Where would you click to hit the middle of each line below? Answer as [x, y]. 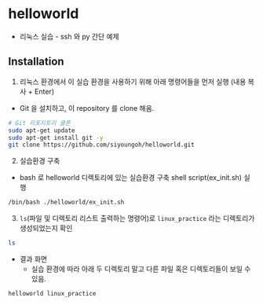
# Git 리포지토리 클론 [39, 123]
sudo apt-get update [42, 130]
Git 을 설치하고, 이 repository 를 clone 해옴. [87, 108]
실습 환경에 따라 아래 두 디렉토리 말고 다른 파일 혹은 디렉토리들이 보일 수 [141, 269]
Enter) [44, 91]
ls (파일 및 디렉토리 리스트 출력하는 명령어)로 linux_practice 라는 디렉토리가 [137, 219]
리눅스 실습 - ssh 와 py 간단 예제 [69, 36]
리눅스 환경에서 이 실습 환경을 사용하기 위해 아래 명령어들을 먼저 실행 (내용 [133, 81]
